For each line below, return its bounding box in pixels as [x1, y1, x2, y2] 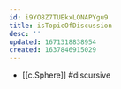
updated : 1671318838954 [9, 37, 97, 47]
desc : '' [9, 29, 42, 38]
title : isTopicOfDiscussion [9, 21, 113, 30]
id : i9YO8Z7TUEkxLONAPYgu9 [9, 12, 109, 22]
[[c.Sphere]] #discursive [21, 70, 111, 80]
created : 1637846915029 [9, 46, 97, 55]
